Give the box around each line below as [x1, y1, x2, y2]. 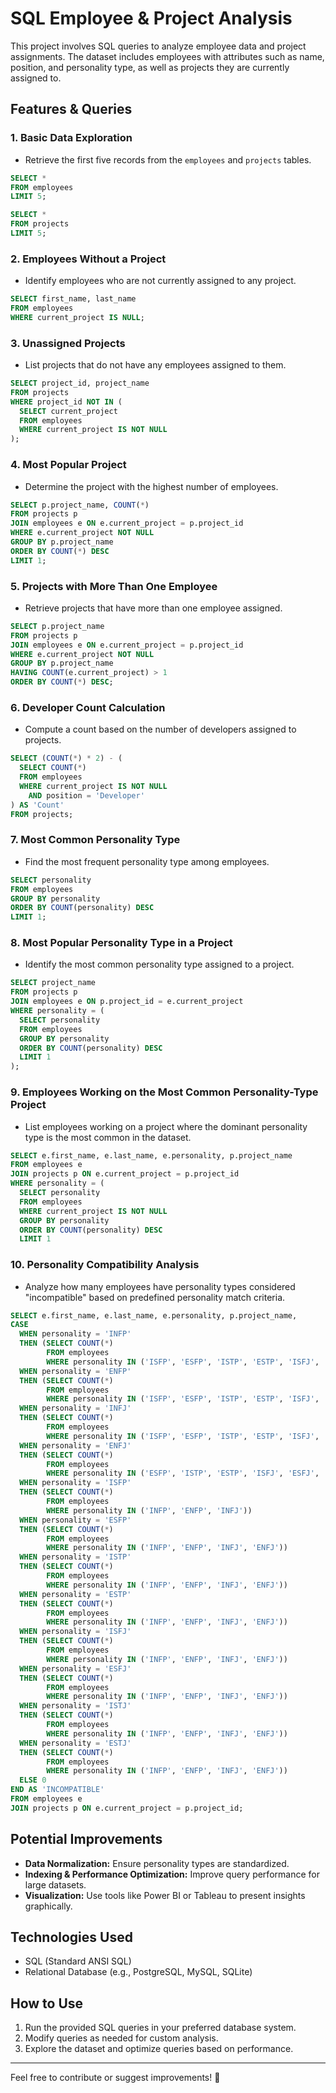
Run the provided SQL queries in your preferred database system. [24, 2022, 297, 2034]
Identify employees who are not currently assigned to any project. [24, 275, 297, 287]
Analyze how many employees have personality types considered [24, 1280, 296, 1292]
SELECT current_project [19, 406, 118, 416]
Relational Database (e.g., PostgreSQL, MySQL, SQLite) [24, 1966, 253, 1978]
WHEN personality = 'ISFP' [19, 1478, 132, 1488]
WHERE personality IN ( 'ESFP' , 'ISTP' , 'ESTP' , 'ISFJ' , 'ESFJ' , [46, 1468, 320, 1479]
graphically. [24, 1900, 73, 1912]
